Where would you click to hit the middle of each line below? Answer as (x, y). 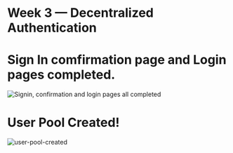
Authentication (52, 28)
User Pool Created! (64, 122)
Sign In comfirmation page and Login (117, 60)
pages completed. (61, 75)
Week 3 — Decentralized (81, 13)
